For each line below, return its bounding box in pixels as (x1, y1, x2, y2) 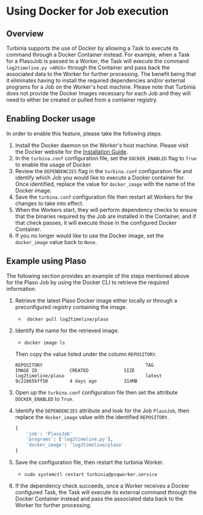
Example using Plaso (6, 256, 87, 267)
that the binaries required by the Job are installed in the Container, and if (15, 213, 196, 220)
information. (6, 285, 37, 292)
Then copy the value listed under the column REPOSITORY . (15, 350, 158, 358)
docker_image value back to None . (15, 238, 97, 245)
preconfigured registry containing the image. (15, 303, 127, 310)
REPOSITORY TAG (15, 362, 154, 368)
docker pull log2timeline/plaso (27, 316, 109, 322)
